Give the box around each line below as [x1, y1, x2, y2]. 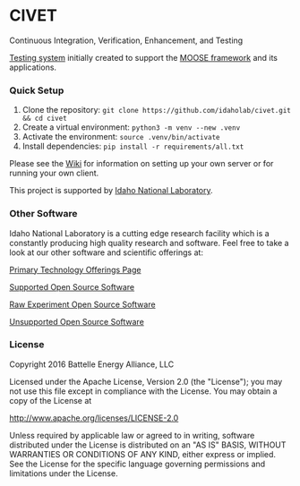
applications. [9, 62, 56, 72]
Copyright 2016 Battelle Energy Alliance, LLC [9, 359, 175, 370]
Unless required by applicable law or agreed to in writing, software [9, 430, 255, 440]
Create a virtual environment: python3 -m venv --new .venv [21, 122, 241, 132]
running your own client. [9, 167, 99, 179]
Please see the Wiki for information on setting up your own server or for [9, 158, 274, 169]
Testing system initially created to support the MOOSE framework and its [9, 52, 278, 63]
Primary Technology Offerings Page [9, 264, 141, 275]
